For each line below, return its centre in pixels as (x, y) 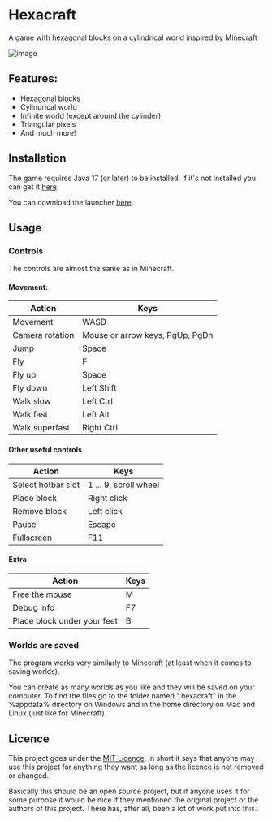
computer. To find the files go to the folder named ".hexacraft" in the (123, 696)
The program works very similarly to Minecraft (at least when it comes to (130, 663)
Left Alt (96, 414)
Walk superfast (41, 428)
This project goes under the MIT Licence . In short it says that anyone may (132, 758)
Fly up (24, 375)
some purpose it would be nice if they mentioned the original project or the (134, 799)
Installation (37, 159)
